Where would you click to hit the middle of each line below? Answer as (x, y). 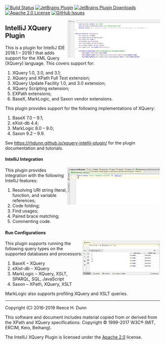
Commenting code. (32, 222)
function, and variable (34, 196)
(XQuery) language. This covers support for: (50, 63)
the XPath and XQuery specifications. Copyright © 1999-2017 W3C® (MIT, (80, 322)
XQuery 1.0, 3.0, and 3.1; (37, 73)
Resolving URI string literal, (40, 190)
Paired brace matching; (36, 216)
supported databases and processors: (44, 254)
